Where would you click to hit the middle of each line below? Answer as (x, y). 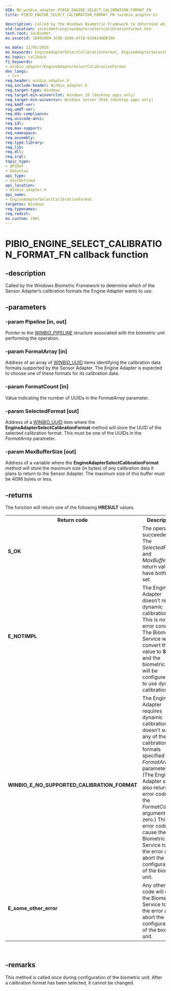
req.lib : (15, 147)
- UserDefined (20, 180)
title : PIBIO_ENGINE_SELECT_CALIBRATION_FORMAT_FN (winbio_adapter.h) (82, 15)
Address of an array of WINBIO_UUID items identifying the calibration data (83, 363)
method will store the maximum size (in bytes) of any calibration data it (79, 468)
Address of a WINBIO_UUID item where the (50, 422)
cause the (154, 832)
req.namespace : (21, 133)
